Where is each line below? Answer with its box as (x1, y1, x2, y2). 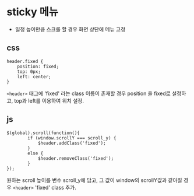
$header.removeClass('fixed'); (37, 155, 114, 161)
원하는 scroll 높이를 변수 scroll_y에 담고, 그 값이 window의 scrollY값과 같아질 (6, 176, 182, 184)
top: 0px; (17, 68, 41, 75)
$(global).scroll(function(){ (6, 129, 80, 136)
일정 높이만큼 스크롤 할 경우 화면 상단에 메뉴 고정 (15, 26, 126, 33)
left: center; (17, 73, 51, 79)
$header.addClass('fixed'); (37, 140, 107, 146)
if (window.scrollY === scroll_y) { (27, 135, 117, 141)
